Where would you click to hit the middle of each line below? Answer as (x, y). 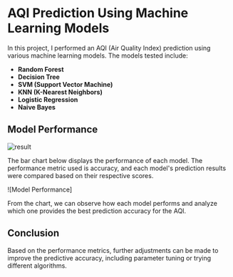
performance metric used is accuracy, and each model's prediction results (117, 168)
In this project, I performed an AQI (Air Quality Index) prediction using (109, 48)
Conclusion (33, 233)
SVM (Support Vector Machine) (65, 84)
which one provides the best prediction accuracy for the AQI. (97, 211)
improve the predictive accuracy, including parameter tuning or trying (109, 258)
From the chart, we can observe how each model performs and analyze (112, 203)
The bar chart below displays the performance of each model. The (105, 160)
